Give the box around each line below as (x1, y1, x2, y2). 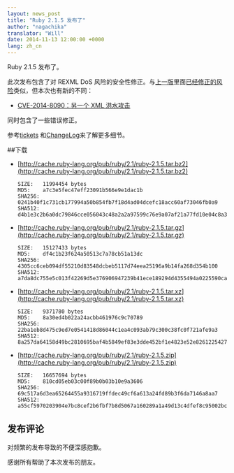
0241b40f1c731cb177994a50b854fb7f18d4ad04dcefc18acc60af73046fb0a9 (17, 199, 218, 206)
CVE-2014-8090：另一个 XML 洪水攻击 (17, 101, 131, 109)
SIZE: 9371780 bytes (17, 308, 84, 315)
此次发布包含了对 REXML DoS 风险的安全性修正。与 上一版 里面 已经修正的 (7, 78, 217, 86)
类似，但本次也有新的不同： (13, 87, 93, 94)
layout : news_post (7, 10, 61, 17)
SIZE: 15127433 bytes (17, 245, 87, 252)
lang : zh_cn (7, 43, 42, 50)
